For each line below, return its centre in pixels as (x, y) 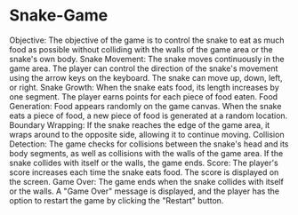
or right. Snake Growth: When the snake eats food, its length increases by (145, 87)
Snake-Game (59, 16)
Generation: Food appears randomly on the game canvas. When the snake (145, 106)
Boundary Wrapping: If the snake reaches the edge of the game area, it (140, 124)
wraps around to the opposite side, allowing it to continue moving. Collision (147, 134)
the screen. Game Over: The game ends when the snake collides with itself (147, 181)
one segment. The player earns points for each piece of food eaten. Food (144, 96)
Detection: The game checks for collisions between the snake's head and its (149, 144)
